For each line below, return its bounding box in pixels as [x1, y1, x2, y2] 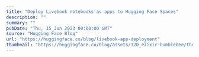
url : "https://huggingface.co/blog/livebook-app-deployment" [6, 36, 161, 42]
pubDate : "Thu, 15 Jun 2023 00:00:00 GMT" [6, 25, 113, 31]
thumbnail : [6, 42, 33, 48]
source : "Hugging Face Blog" [6, 31, 78, 37]
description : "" [6, 14, 46, 20]
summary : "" [6, 20, 36, 26]
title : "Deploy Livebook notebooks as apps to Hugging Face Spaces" [6, 8, 179, 15]
